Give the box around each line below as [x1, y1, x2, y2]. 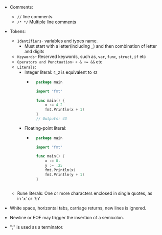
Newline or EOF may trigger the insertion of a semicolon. [9, 214, 124, 220]
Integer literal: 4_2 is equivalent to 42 [24, 69, 98, 75]
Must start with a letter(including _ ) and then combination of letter [24, 43, 157, 49]
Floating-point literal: [24, 125, 67, 131]
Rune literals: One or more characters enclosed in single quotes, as [17, 190, 153, 196]
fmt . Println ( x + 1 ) [45, 107, 85, 112]
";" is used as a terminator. [9, 224, 64, 230]
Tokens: [9, 29, 26, 34]
